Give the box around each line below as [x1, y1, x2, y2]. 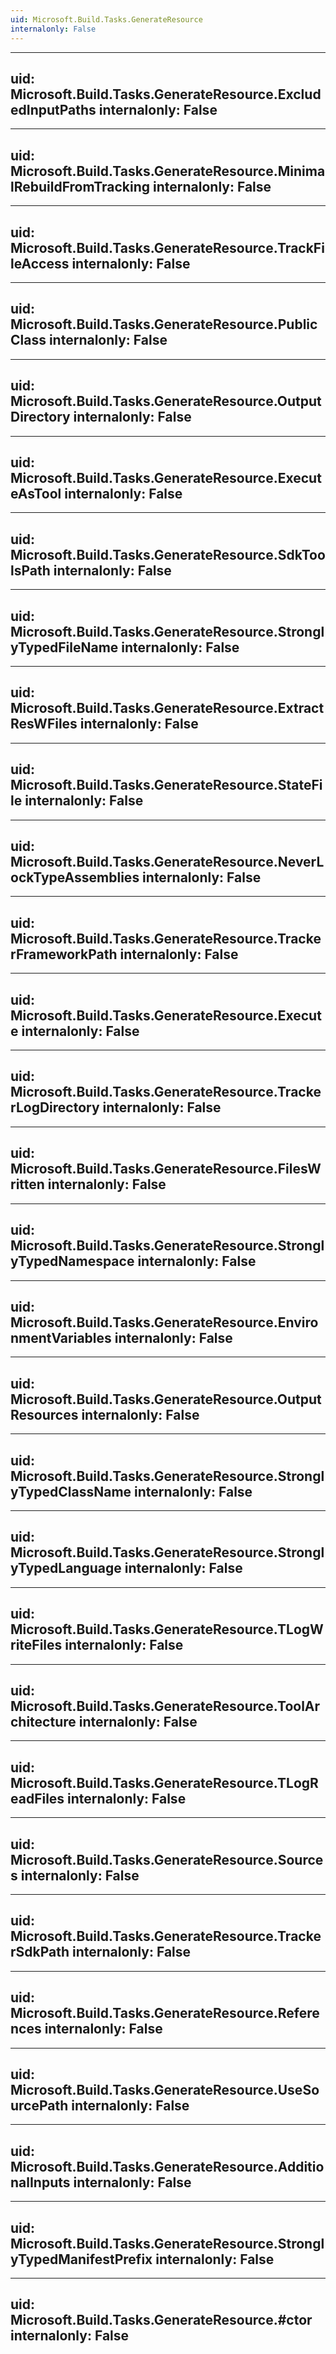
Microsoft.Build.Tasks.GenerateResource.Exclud [10, 86, 322, 103]
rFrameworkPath [10, 946, 118, 963]
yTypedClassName [10, 1483, 132, 1500]
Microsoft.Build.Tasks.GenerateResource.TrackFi [10, 239, 325, 256]
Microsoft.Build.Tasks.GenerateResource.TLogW [10, 1621, 324, 1638]
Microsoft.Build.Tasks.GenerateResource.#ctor [10, 2312, 313, 2329]
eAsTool [10, 485, 62, 502]
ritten [10, 1176, 45, 1193]
